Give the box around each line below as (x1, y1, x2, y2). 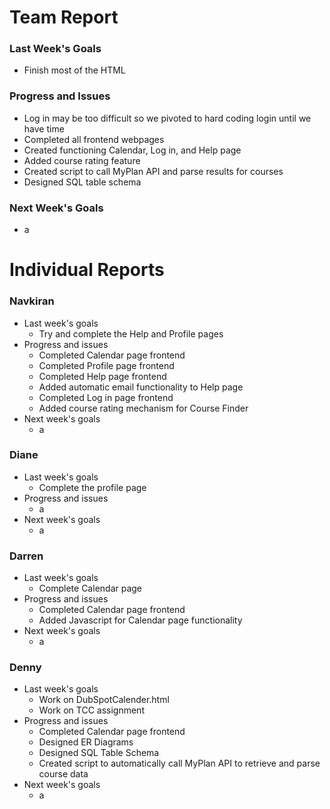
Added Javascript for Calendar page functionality (38, 614, 243, 626)
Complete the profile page (38, 481, 147, 493)
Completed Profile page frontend (38, 359, 175, 371)
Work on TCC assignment (38, 704, 145, 716)
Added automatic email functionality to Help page (38, 381, 244, 393)
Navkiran (9, 294, 55, 308)
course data (38, 768, 89, 780)
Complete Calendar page (38, 582, 143, 595)
